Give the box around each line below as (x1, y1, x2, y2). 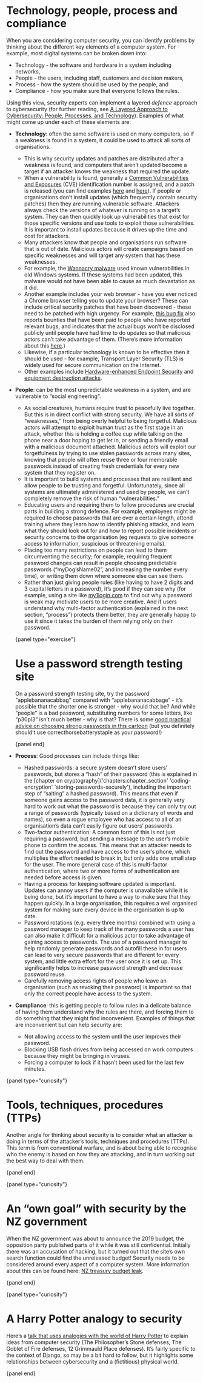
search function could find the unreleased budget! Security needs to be (6, 1254, 185, 1261)
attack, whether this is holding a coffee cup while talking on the (24, 430, 183, 438)
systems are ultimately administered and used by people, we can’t (24, 488, 190, 495)
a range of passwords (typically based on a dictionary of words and (24, 809, 193, 816)
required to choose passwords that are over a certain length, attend (24, 514, 193, 521)
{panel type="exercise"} (15, 636, 76, 643)
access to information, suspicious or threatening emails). (24, 540, 166, 547)
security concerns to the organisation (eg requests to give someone (24, 533, 194, 541)
